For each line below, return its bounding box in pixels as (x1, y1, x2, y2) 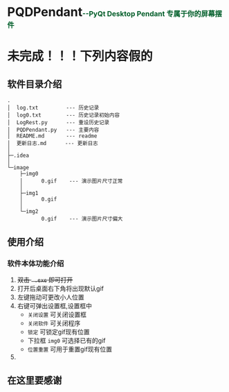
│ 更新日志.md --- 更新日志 (7, 140, 98, 147)
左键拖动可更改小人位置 (17, 293, 84, 301)
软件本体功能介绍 (7, 258, 64, 268)
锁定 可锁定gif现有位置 (27, 327, 90, 336)
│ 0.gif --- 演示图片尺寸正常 (19, 178, 123, 185)
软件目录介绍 (7, 78, 62, 90)
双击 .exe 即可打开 (17, 275, 73, 284)
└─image (7, 164, 30, 171)
